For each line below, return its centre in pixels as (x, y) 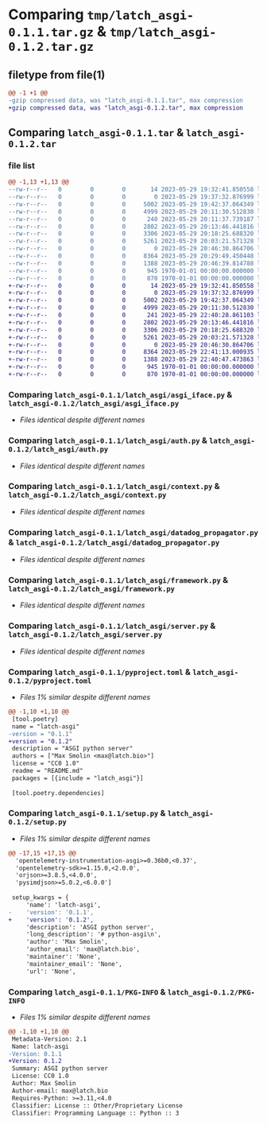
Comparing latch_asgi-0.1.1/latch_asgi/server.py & (112, 626)
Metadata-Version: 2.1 (49, 1039)
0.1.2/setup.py (38, 822)
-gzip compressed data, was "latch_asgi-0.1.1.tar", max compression (126, 100)
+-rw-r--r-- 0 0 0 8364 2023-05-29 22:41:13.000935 (131, 352)
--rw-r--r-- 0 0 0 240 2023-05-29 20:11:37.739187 (131, 219)
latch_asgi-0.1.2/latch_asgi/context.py (87, 495)
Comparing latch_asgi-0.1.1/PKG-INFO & (87, 991)
